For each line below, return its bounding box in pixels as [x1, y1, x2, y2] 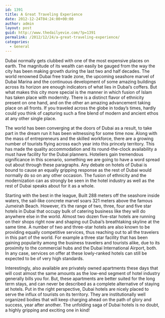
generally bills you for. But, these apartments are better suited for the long [5, 275, 155, 281]
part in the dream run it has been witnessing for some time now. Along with [5, 130, 158, 136]
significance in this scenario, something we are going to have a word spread [5, 156, 160, 162]
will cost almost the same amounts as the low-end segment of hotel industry [5, 270, 160, 276]
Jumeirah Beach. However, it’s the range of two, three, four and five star [5, 203, 152, 209]
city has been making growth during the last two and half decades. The [5, 68, 150, 74]
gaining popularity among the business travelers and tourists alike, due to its [5, 239, 160, 245]
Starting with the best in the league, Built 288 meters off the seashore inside [5, 192, 160, 198]
